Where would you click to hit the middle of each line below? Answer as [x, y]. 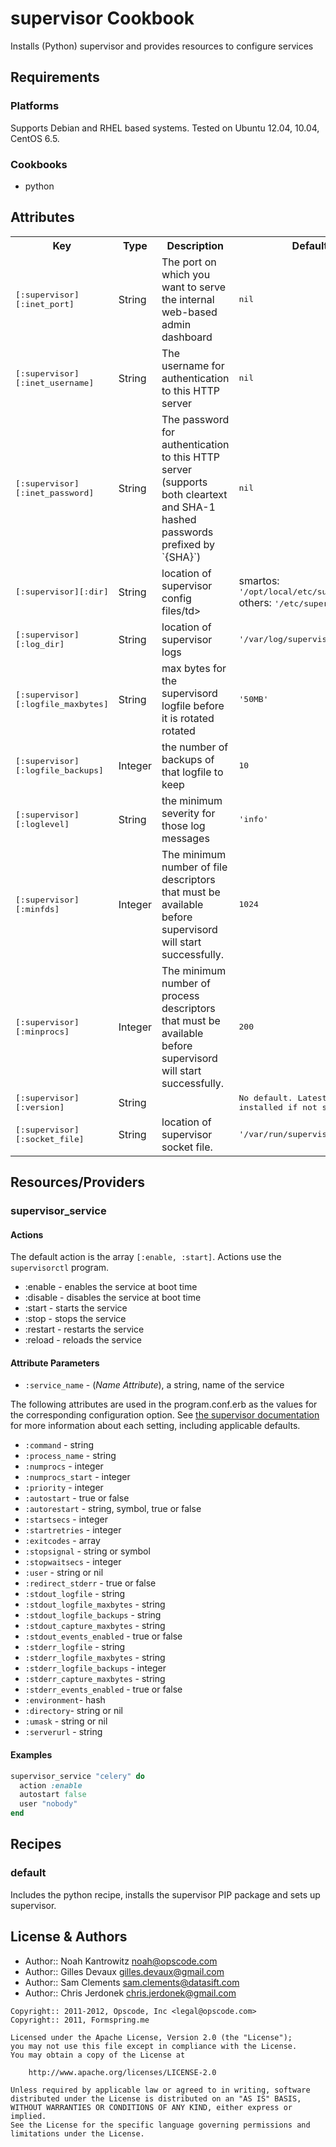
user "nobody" [48, 1804]
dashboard [187, 337]
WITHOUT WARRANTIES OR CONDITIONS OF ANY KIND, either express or [151, 2107]
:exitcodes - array [62, 1541]
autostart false [53, 1795]
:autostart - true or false [77, 1498]
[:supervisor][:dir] [62, 592]
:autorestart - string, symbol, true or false [113, 1509]
